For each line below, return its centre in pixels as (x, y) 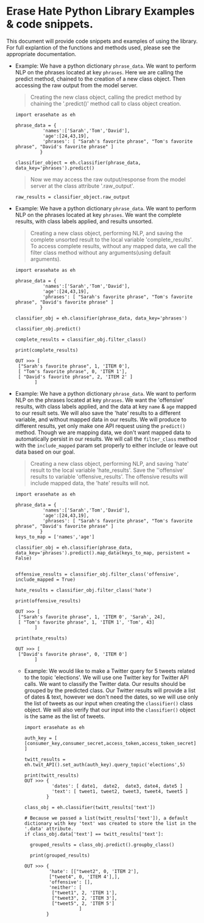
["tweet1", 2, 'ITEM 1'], (84, 893)
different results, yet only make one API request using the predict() (100, 426)
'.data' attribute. (49, 829)
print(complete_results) (47, 350)
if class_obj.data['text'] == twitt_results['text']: (94, 834)
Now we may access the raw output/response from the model (108, 179)
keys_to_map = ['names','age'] (55, 537)
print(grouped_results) (60, 855)
